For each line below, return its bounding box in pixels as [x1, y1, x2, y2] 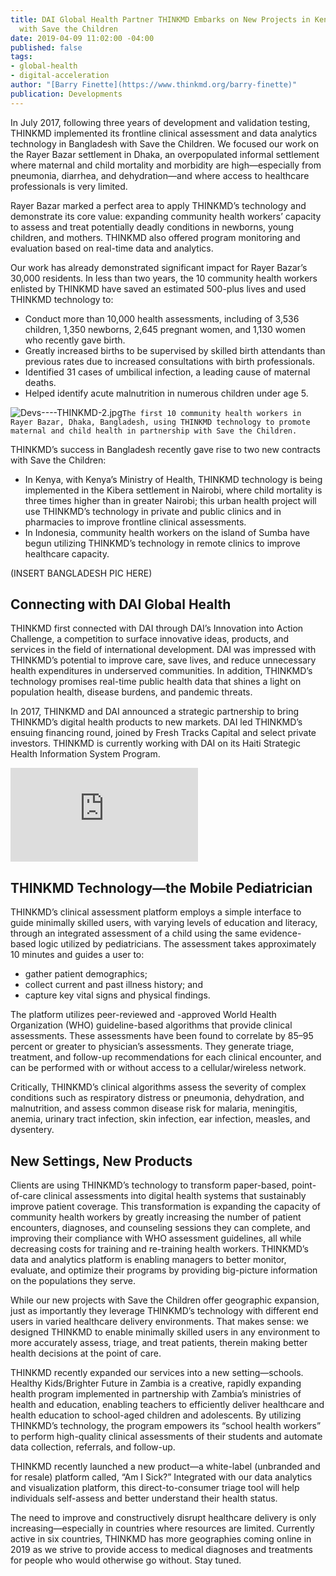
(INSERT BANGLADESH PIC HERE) [10, 567, 153, 579]
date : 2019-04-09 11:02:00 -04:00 [10, 33, 155, 43]
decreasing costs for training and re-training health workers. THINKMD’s [10, 1243, 309, 1255]
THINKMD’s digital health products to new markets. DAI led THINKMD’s [10, 716, 303, 728]
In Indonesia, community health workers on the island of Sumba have [24, 526, 310, 538]
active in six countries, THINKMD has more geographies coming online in [10, 1533, 312, 1545]
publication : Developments [10, 89, 123, 99]
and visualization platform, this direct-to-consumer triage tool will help [10, 1482, 300, 1494]
